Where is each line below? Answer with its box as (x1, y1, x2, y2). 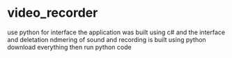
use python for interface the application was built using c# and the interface (7, 28, 225, 36)
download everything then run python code (7, 43, 132, 51)
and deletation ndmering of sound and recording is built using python (7, 35, 207, 43)
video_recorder (7, 5, 98, 21)
